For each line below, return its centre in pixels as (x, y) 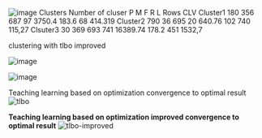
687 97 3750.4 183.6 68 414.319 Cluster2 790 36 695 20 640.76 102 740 (130, 21)
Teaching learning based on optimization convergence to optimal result (127, 93)
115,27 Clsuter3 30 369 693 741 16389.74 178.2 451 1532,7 (105, 30)
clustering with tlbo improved (57, 45)
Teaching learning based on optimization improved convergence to (124, 117)
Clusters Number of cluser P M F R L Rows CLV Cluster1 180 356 (147, 13)
